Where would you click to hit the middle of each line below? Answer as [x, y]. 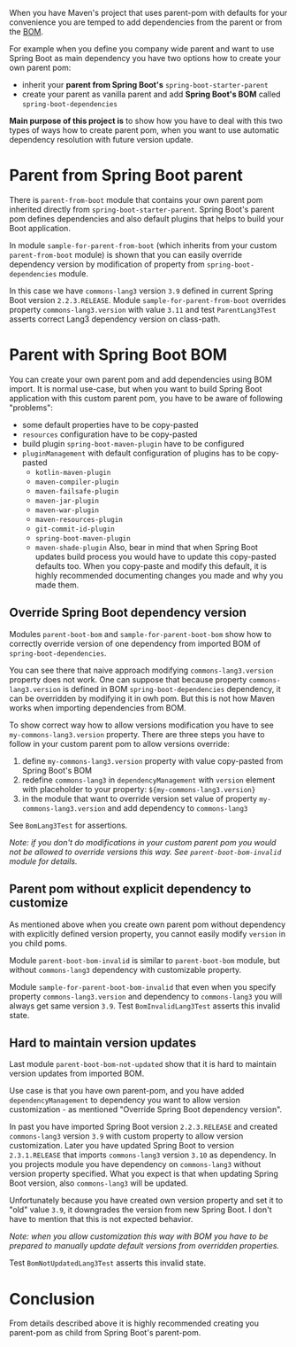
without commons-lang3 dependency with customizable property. [125, 969]
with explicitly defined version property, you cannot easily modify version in [147, 933]
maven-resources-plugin [79, 519]
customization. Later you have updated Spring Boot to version [122, 1146]
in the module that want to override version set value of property [140, 798]
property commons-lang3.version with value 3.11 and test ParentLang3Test [143, 309]
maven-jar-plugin [67, 501]
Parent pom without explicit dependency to [130, 889]
